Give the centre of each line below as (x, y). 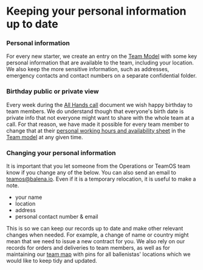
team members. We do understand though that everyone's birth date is (95, 111)
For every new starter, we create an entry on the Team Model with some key (102, 57)
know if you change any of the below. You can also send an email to (91, 173)
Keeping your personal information (96, 11)
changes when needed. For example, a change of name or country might (98, 235)
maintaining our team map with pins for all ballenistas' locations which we (98, 254)
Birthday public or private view (53, 91)
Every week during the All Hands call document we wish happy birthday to (99, 105)
